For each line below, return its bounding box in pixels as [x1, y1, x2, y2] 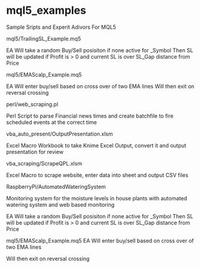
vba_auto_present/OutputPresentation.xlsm [6, 130, 113, 137]
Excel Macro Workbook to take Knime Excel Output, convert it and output [6, 141, 187, 149]
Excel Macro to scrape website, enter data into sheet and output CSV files [6, 171, 189, 179]
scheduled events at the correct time [6, 118, 97, 126]
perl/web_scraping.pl [6, 100, 59, 108]
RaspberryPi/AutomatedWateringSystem [6, 183, 106, 190]
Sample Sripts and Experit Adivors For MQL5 [6, 23, 117, 31]
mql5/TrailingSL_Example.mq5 [6, 35, 81, 42]
